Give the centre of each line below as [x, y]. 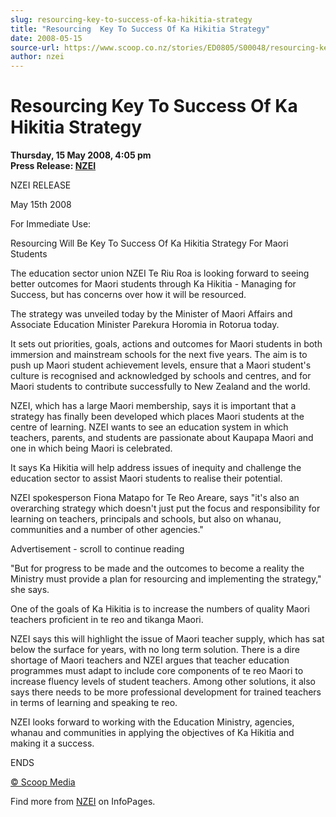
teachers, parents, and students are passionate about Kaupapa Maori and [162, 438]
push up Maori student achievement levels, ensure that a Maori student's [161, 365]
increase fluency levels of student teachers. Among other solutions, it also [163, 682]
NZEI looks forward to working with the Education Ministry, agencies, [152, 722]
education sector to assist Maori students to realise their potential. [146, 478]
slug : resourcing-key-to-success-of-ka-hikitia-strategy [131, 19]
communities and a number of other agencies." [107, 530]
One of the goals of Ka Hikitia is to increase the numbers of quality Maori [160, 609]
